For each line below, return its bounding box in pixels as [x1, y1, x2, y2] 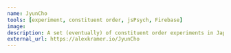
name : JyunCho [7, 10, 48, 17]
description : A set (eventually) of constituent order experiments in [7, 29, 214, 36]
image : [7, 23, 26, 30]
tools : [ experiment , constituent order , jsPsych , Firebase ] [7, 17, 184, 23]
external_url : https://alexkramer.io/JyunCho [7, 36, 140, 43]
